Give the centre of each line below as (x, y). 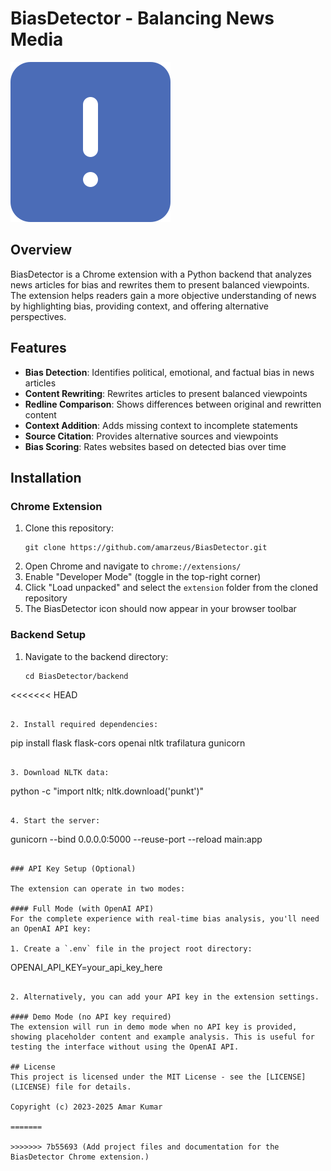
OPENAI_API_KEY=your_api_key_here (86, 967)
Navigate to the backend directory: (96, 656)
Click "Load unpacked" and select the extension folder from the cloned (171, 588)
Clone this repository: (69, 528)
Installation (46, 477)
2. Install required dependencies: (84, 724)
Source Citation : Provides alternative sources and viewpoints (151, 436)
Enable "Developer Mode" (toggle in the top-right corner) (143, 577)
